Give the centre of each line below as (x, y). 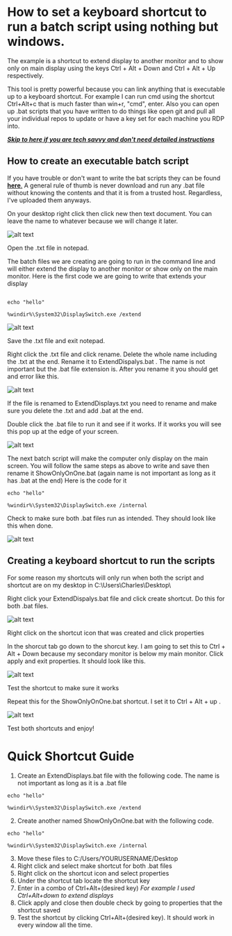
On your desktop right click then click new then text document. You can (110, 213)
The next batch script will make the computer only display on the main (108, 458)
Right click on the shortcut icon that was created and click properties (106, 633)
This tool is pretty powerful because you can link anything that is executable (116, 89)
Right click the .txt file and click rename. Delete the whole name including (112, 354)
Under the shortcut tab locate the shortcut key (84, 880)
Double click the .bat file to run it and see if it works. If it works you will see (115, 424)
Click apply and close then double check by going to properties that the (120, 903)
